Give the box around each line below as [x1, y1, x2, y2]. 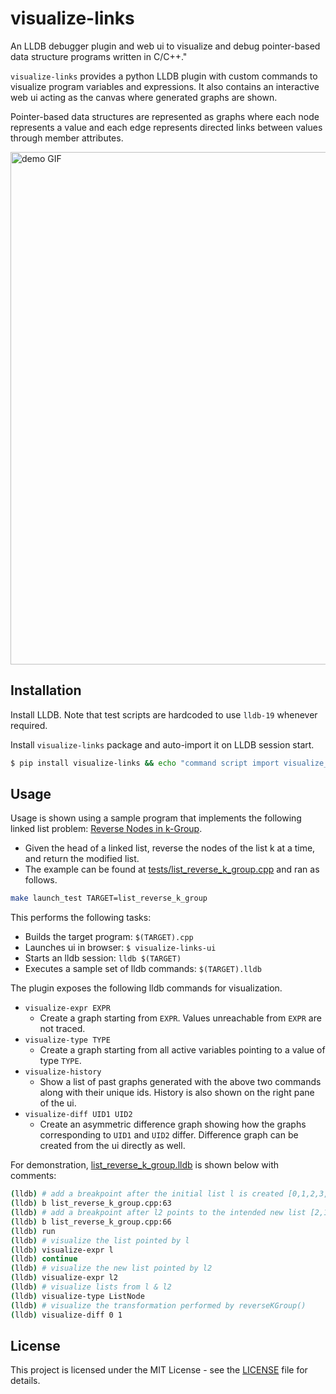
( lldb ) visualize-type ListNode [10, 1291, 145, 1301]
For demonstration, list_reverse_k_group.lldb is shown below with [10, 1159, 280, 1171]
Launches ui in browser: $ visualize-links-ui [24, 942, 217, 954]
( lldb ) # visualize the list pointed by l [10, 1235, 190, 1246]
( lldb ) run [10, 1226, 56, 1236]
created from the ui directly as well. [39, 1140, 186, 1152]
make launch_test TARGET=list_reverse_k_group [10, 893, 208, 904]
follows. [24, 874, 58, 886]
